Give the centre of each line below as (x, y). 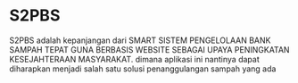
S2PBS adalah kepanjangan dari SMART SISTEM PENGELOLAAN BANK (140, 40)
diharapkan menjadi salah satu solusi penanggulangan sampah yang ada (143, 69)
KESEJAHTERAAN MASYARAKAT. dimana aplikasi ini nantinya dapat (135, 59)
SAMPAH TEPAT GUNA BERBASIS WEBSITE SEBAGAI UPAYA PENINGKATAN (149, 49)
